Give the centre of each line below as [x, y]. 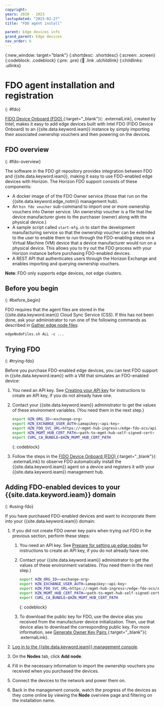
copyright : [16, 10]
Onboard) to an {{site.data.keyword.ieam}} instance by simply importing [77, 129]
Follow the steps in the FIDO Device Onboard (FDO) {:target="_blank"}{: [84, 456]
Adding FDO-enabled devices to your [63, 487]
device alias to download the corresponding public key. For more [84, 627]
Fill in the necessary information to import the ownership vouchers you [83, 665]
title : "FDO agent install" [34, 23]
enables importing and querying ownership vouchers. [66, 263]
